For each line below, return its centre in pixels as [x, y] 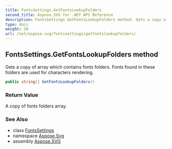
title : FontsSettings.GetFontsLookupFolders [53, 10]
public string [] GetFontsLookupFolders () [50, 82]
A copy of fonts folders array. [36, 106]
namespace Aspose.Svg [38, 136]
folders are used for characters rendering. [49, 72]
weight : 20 [17, 29]
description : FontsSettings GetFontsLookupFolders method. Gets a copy [83, 19]
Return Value [22, 95]
